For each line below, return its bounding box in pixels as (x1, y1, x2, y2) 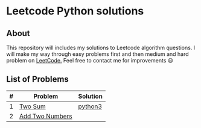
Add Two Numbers (19, 112, 72, 120)
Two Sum (19, 102, 46, 111)
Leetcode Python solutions (6, 4, 144, 18)
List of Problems (6, 74, 69, 85)
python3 (78, 102, 103, 111)
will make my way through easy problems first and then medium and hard (6, 50, 189, 58)
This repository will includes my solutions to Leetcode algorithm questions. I (6, 44, 196, 51)
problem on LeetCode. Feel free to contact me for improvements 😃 (6, 57, 174, 64)
